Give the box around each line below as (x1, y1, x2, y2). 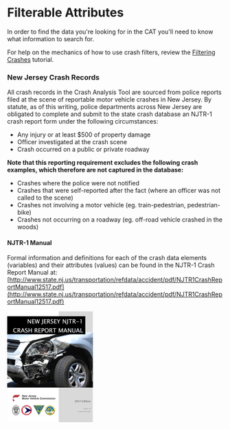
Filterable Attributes (7, 5, 124, 21)
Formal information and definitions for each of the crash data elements (7, 254, 207, 262)
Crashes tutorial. (7, 55, 54, 63)
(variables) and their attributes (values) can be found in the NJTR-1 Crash (7, 261, 215, 269)
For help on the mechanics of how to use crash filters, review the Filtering (7, 48, 216, 56)
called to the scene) (16, 194, 73, 202)
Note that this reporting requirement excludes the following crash (7, 159, 198, 167)
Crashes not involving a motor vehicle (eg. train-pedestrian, (16, 201, 186, 209)
